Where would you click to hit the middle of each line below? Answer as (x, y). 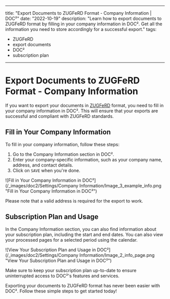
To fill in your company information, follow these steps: (62, 144)
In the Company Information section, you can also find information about (81, 229)
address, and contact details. (43, 165)
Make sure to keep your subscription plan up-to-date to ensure (71, 270)
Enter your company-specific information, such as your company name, (88, 159)
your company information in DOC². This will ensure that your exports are (82, 111)
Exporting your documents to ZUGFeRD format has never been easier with (83, 285)
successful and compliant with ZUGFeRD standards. (59, 116)
